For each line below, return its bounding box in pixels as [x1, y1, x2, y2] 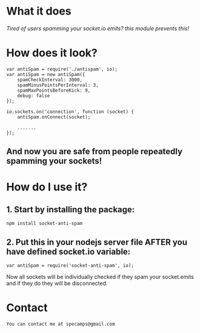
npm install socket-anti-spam [6, 221, 83, 227]
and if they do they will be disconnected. [6, 280, 108, 287]
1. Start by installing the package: [6, 204, 135, 215]
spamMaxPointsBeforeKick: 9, [17, 87, 91, 94]
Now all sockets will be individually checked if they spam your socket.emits [6, 273, 194, 280]
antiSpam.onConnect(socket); [17, 114, 91, 120]
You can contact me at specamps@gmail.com [6, 321, 115, 327]
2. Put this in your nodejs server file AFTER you [6, 237, 188, 247]
